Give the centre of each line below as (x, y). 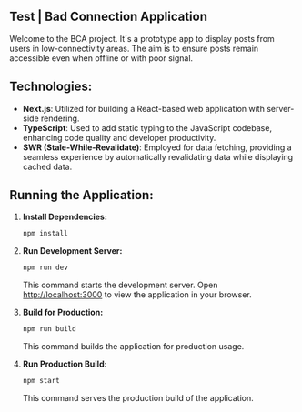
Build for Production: (63, 312)
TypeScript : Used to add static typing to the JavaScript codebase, (147, 127)
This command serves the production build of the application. (138, 397)
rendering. (60, 118)
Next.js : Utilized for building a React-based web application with (144, 108)
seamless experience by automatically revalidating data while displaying (158, 156)
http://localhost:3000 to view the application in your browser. (137, 295)
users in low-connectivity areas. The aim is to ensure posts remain (134, 48)
